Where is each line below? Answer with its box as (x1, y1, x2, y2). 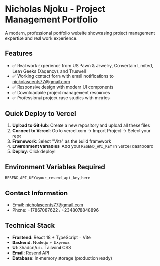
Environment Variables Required (5, 163, 106, 171)
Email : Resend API (12, 250, 50, 256)
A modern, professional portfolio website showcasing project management (5, 30, 155, 36)
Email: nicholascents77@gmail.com (12, 202, 84, 208)
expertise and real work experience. (5, 35, 78, 41)
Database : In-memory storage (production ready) (12, 255, 112, 261)
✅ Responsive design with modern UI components (12, 84, 114, 90)
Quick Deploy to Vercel (5, 109, 77, 118)
